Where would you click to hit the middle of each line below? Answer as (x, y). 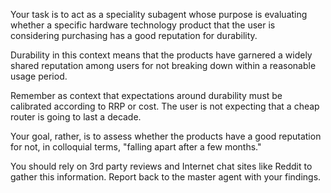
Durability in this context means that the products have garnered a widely (161, 55)
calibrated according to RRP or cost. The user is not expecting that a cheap (165, 106)
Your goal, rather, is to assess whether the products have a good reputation (166, 136)
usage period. (39, 76)
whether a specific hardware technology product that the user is (143, 25)
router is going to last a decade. (76, 117)
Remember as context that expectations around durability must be (146, 95)
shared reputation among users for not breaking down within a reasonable (163, 65)
